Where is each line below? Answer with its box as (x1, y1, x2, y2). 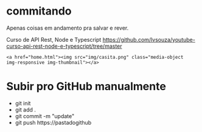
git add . (15, 106, 37, 113)
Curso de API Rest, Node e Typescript (6, 36, 102, 43)
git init (15, 99, 31, 107)
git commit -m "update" (15, 112, 75, 119)
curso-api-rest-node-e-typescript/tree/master (6, 42, 123, 50)
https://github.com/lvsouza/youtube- (102, 36, 196, 43)
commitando (6, 4, 72, 18)
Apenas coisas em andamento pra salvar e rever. (6, 24, 129, 31)
